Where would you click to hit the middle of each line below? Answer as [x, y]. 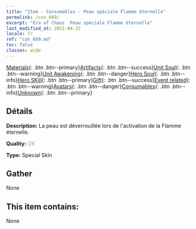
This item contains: [42, 207]
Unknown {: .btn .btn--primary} [55, 92]
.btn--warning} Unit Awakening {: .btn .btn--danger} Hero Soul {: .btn [88, 73]
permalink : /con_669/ [33, 17]
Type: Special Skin [29, 155]
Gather [19, 173]
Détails [19, 112]
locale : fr [20, 34]
